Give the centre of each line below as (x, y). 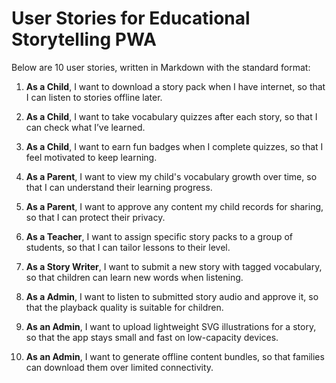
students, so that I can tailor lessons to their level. (128, 247)
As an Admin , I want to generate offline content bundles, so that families (175, 356)
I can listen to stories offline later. (94, 97)
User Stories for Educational (131, 18)
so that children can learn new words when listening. (134, 277)
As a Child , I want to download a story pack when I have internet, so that (175, 86)
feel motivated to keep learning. (91, 157)
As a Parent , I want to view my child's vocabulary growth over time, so (171, 176)
